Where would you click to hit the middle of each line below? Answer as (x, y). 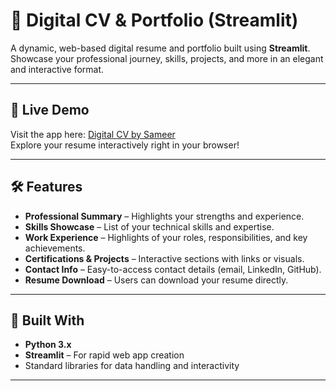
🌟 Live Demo (50, 110)
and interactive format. (57, 69)
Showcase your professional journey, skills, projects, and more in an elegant (167, 58)
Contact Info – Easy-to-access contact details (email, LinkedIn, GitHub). (173, 269)
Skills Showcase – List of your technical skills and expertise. (149, 226)
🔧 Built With (47, 320)
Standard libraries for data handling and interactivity (132, 366)
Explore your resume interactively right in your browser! (125, 145)
